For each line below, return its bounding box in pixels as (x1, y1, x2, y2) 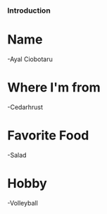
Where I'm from (7, 80, 101, 96)
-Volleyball (7, 199, 39, 207)
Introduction (7, 6, 51, 15)
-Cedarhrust (7, 103, 44, 111)
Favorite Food (7, 127, 89, 143)
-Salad (7, 151, 27, 159)
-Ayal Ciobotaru (7, 55, 53, 63)
